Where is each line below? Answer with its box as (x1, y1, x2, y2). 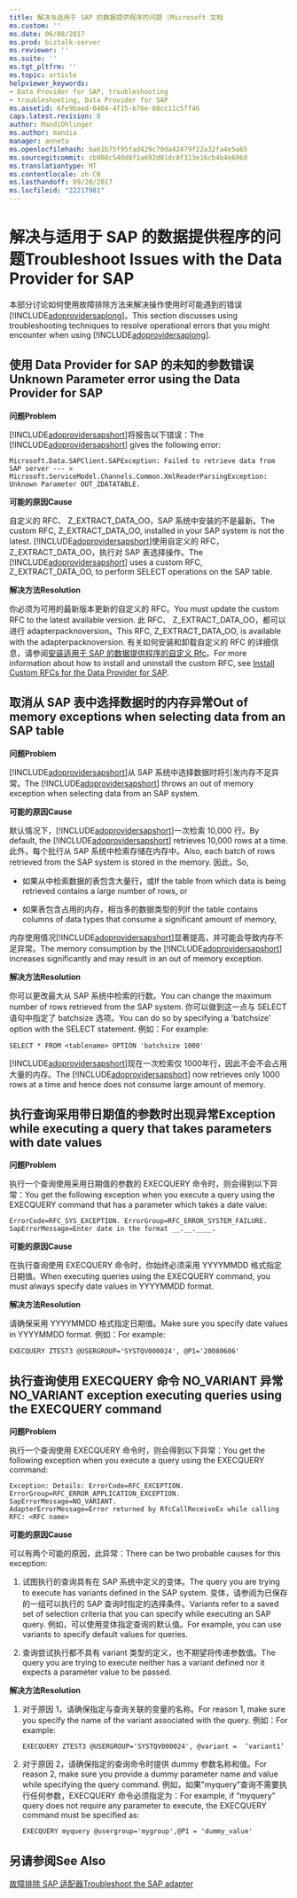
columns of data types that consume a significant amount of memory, (21, 914, 277, 924)
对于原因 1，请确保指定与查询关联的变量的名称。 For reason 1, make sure (21, 1704, 286, 1714)
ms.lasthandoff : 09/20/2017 (9, 178, 113, 187)
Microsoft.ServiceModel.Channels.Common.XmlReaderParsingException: (9, 472, 268, 481)
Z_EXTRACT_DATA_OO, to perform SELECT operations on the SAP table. (9, 566, 273, 576)
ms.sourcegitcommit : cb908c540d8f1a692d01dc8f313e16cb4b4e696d (9, 153, 248, 162)
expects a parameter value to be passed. (21, 1667, 172, 1677)
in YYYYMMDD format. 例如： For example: (9, 1329, 166, 1340)
